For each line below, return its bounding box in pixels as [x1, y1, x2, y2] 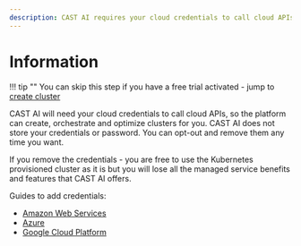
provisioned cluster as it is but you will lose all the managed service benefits [9, 163, 291, 174]
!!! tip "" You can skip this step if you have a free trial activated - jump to [9, 81, 275, 92]
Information [9, 51, 99, 72]
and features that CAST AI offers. [9, 173, 132, 183]
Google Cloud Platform [21, 226, 107, 237]
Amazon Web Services [21, 208, 107, 218]
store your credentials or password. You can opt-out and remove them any [9, 127, 285, 138]
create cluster [9, 90, 61, 101]
